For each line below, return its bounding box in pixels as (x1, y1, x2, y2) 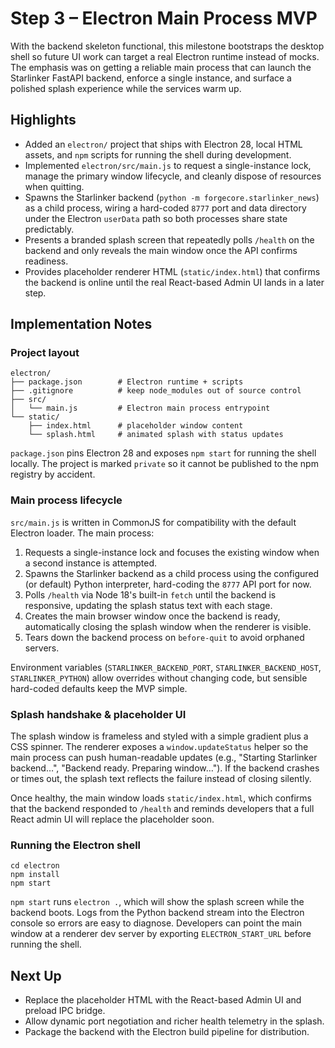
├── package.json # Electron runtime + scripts (10, 377, 244, 387)
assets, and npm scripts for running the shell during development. (24, 148, 292, 161)
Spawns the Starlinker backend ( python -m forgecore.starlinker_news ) (24, 191, 320, 203)
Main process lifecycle (10, 493, 123, 507)
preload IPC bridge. (24, 1005, 106, 1017)
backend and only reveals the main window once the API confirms (24, 244, 298, 256)
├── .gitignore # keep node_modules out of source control (10, 386, 302, 396)
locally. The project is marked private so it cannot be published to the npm (10, 458, 319, 470)
